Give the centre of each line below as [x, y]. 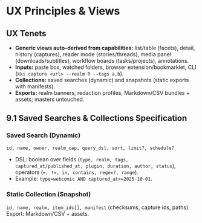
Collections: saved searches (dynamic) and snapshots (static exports [102, 80]
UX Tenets [26, 34]
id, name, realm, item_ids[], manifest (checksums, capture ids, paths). [98, 207]
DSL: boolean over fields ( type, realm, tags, [72, 159]
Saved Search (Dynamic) [43, 135]
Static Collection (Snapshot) [49, 194]
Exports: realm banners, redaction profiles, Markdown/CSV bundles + [103, 93]
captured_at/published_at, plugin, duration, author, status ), [96, 166]
